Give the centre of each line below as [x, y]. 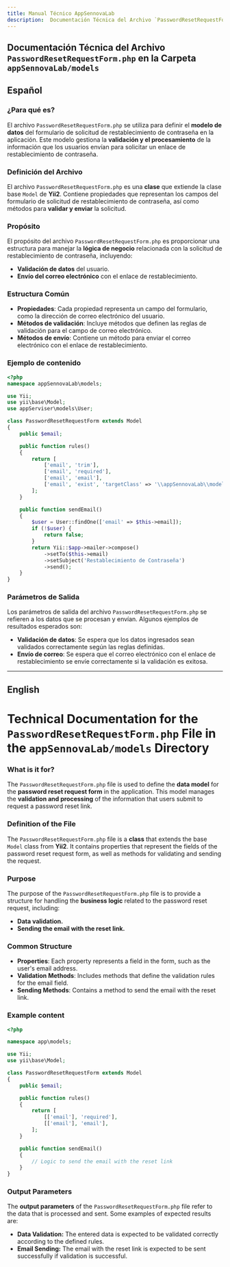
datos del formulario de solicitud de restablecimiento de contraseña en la [111, 132]
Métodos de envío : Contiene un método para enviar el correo [104, 338]
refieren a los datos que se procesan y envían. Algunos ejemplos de [103, 619]
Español [25, 91]
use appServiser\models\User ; [50, 409]
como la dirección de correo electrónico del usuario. [91, 316]
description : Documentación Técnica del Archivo [79, 20]
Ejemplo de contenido [44, 363]
